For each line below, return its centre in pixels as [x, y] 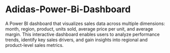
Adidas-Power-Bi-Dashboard [68, 9]
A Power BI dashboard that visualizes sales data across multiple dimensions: [85, 23]
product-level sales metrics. [35, 45]
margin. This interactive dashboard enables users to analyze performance [82, 34]
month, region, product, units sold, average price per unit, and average [79, 29]
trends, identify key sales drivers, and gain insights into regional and [77, 40]
